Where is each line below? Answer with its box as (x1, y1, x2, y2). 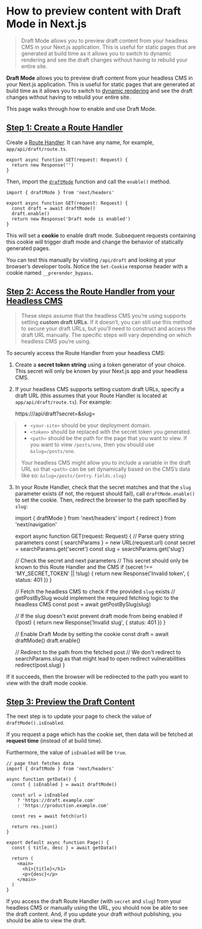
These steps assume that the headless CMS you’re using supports (21, 312, 186, 319)
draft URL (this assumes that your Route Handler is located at (14, 392, 168, 399)
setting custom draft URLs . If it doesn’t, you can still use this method (21, 318, 192, 326)
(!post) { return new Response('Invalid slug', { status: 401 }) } (14, 619, 166, 626)
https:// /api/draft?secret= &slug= (14, 410, 95, 417)
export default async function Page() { (6, 840, 110, 846)
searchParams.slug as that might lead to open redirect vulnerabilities (14, 655, 186, 662)
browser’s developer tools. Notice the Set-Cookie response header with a (6, 262, 188, 269)
